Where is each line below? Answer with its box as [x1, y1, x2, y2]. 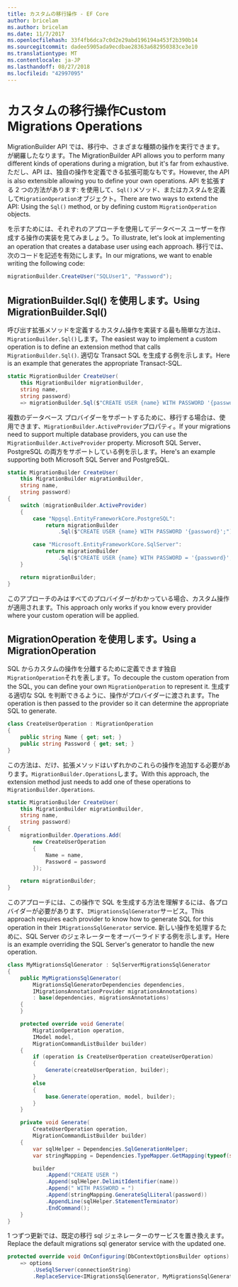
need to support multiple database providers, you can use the [7, 430, 188, 438]
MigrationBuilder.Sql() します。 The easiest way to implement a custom [7, 335, 217, 343]
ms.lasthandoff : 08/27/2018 [7, 63, 91, 70]
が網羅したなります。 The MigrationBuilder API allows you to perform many [7, 151, 225, 160]
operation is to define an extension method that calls [7, 342, 161, 352]
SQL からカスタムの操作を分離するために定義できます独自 [7, 665, 177, 673]
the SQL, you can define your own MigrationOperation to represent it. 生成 [7, 683, 225, 691]
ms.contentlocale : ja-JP [7, 57, 81, 64]
